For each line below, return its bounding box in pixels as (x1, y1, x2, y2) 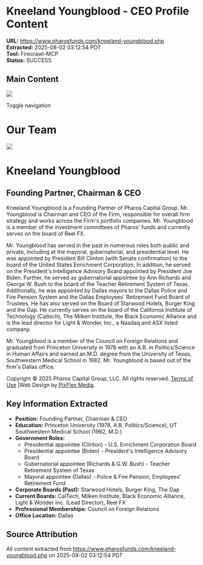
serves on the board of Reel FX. (6, 229, 86, 237)
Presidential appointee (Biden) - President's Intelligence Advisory (24, 447, 188, 455)
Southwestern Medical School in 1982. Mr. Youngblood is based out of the (6, 356, 191, 364)
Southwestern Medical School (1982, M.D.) (15, 428, 122, 435)
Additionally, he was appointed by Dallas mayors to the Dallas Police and (6, 286, 188, 294)
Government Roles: (15, 434, 65, 441)
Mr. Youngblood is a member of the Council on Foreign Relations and (6, 337, 178, 344)
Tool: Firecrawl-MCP (6, 50, 59, 57)
